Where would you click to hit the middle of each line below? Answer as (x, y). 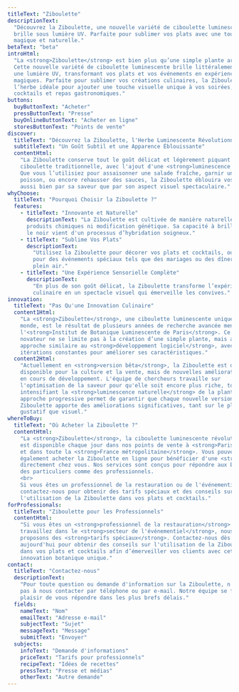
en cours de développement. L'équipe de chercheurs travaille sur (121, 379)
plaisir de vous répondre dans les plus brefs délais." (105, 597)
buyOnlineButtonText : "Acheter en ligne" (76, 120)
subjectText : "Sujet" (52, 624)
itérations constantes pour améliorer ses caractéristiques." (114, 352)
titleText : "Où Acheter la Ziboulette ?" (76, 425)
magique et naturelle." (49, 41)
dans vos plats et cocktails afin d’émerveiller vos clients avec (121, 551)
